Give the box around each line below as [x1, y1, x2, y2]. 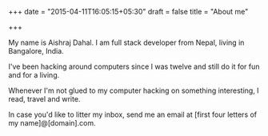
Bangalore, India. [8, 46, 64, 55]
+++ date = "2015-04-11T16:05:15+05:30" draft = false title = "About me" [8, 7, 249, 16]
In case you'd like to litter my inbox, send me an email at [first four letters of [8, 110, 258, 119]
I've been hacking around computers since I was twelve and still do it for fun [8, 62, 260, 71]
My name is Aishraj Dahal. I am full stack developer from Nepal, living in [8, 38, 245, 47]
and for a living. [8, 70, 60, 79]
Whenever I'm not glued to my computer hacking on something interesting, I [8, 86, 259, 95]
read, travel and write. [8, 94, 81, 103]
